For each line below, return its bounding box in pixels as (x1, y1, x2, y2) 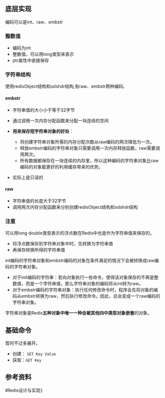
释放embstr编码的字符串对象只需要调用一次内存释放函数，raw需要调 (19, 145, 161, 151)
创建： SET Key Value (12, 351, 56, 357)
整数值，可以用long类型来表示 (12, 51, 74, 57)
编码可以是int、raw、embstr (5, 19, 63, 25)
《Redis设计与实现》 (5, 387, 45, 393)
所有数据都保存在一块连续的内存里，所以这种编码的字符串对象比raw (19, 157, 159, 163)
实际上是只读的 (12, 174, 43, 180)
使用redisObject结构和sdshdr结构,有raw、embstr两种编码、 (5, 83, 128, 89)
